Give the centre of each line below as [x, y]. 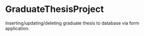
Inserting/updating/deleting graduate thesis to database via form [72, 23]
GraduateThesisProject [55, 9]
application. [17, 28]
